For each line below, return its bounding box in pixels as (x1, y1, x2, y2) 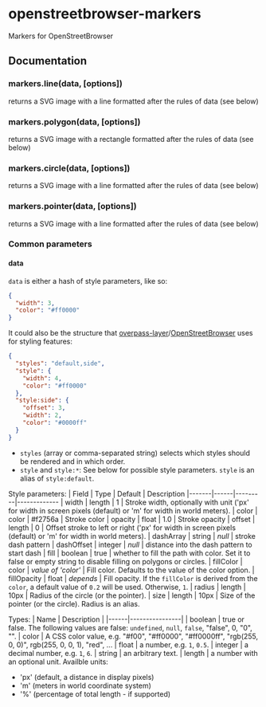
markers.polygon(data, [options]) (8, 116, 141, 128)
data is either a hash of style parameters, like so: (8, 276, 168, 285)
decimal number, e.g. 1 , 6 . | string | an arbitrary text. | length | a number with (8, 648, 259, 658)
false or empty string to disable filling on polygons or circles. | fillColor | (8, 556, 243, 566)
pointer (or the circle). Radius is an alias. (8, 599, 140, 608)
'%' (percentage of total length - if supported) (19, 689, 171, 698)
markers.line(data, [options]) (8, 78, 123, 89)
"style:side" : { (15, 396, 69, 405)
